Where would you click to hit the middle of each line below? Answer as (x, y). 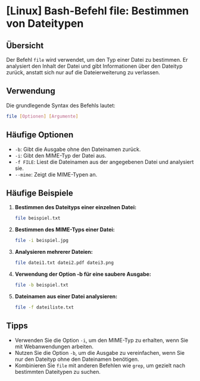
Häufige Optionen (40, 135)
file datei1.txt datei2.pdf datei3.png (64, 263)
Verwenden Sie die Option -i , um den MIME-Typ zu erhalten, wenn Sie (101, 340)
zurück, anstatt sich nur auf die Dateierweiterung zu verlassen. (83, 72)
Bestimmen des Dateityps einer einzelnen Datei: (76, 207)
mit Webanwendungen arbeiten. (54, 347)
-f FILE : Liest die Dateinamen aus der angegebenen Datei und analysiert (104, 162)
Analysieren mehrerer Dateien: (54, 252)
